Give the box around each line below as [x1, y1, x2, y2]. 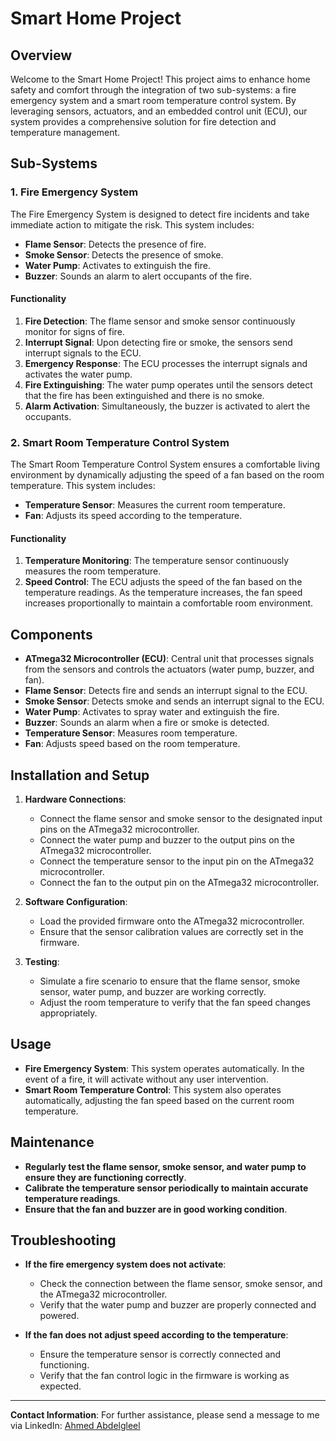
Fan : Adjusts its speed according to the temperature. [24, 510, 243, 522]
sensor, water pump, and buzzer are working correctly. [39, 986, 267, 998]
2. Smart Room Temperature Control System [10, 435, 230, 449]
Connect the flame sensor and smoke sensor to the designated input [39, 813, 323, 825]
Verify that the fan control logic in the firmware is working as [39, 1370, 290, 1382]
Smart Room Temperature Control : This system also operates [24, 1083, 282, 1096]
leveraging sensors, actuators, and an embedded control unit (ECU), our [10, 105, 308, 117]
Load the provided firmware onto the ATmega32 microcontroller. [39, 915, 305, 927]
